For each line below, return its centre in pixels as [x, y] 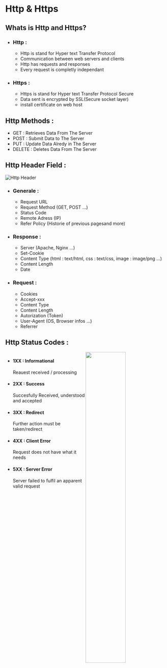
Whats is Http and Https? [46, 28]
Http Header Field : [36, 165]
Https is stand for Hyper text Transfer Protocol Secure [77, 94]
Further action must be [37, 424]
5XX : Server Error [32, 469]
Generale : [26, 191]
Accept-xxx [32, 299]
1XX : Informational [33, 361]
